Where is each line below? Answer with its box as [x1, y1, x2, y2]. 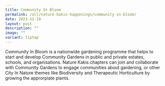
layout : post [5, 21, 32, 26]
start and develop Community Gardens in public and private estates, [5, 54, 145, 60]
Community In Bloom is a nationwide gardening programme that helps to [5, 48, 154, 55]
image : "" [5, 30, 26, 35]
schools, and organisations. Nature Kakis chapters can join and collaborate [5, 59, 159, 65]
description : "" [5, 26, 39, 31]
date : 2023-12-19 [5, 16, 41, 21]
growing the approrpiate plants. [5, 75, 70, 81]
